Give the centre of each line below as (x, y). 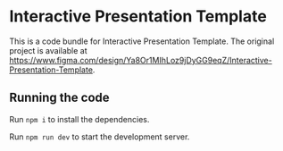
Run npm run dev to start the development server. (100, 137)
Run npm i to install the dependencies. (79, 119)
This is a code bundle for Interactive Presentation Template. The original (142, 41)
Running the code (59, 98)
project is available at (48, 50)
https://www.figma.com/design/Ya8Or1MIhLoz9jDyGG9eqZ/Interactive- (141, 60)
